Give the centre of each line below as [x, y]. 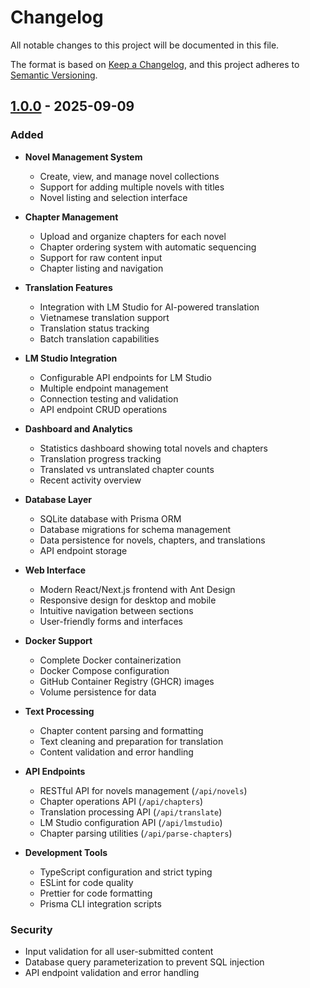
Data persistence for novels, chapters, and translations [152, 540]
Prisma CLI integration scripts [100, 903]
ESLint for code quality [86, 882]
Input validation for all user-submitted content [119, 951]
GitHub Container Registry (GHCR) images [127, 681]
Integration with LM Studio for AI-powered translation [149, 307]
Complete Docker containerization [110, 660]
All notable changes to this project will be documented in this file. [145, 45]
